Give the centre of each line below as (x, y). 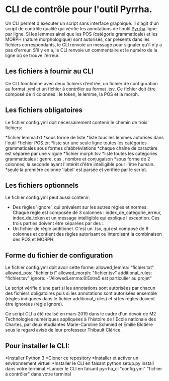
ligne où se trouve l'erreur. (32, 55)
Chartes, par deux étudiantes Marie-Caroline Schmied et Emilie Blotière (79, 324)
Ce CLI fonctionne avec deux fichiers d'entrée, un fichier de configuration (82, 83)
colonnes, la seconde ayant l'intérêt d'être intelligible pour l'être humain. (80, 164)
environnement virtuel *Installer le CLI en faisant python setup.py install (80, 363)
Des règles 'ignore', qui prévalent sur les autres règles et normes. (80, 207)
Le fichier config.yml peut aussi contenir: (48, 197)
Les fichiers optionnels (42, 185)
